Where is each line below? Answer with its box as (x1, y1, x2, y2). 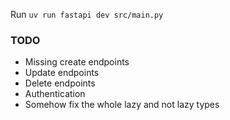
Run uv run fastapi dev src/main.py (10, 9, 164, 20)
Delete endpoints (24, 77, 96, 89)
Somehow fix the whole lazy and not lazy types (24, 99, 220, 111)
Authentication (24, 88, 86, 100)
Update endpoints (24, 67, 100, 79)
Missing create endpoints (24, 56, 130, 68)
